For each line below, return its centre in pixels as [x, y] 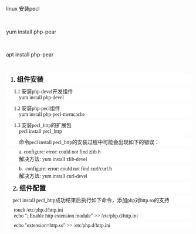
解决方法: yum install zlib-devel [53, 159]
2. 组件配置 [29, 188]
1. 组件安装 [27, 80]
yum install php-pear [31, 32]
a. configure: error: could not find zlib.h [60, 152]
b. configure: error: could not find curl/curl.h [66, 169]
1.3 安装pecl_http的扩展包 [43, 125]
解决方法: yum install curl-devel [53, 176]
